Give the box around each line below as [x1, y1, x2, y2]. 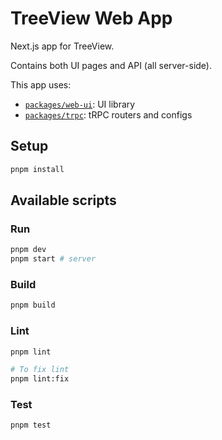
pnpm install [10, 164, 65, 174]
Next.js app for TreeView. [10, 40, 115, 52]
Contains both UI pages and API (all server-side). [10, 59, 212, 71]
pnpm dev [10, 245, 47, 255]
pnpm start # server [10, 254, 97, 264]
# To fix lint [10, 365, 70, 375]
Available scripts [10, 192, 117, 209]
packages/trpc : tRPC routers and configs [24, 108, 193, 121]
